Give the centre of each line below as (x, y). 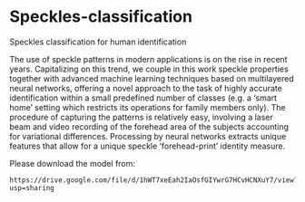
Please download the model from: (73, 163)
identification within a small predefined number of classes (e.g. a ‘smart (143, 98)
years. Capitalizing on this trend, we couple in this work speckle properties (149, 69)
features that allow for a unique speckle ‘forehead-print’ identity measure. (148, 146)
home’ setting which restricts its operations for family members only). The (148, 107)
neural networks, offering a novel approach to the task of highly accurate (146, 88)
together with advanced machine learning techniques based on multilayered (152, 78)
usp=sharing (32, 188)
